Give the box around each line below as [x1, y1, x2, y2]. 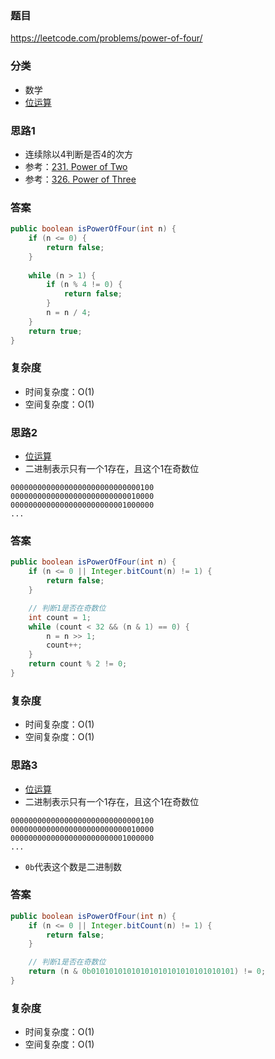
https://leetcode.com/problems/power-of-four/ [10, 32, 203, 44]
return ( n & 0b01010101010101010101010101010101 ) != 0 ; [28, 967, 267, 977]
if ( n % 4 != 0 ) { [46, 280, 123, 290]
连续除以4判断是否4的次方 [24, 148, 133, 160]
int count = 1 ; [28, 612, 92, 622]
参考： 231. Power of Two [24, 160, 128, 172]
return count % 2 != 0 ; [28, 659, 128, 669]
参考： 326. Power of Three [24, 173, 137, 185]
